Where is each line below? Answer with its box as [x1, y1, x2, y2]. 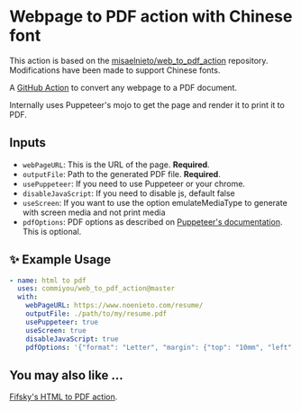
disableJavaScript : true [25, 335, 119, 344]
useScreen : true [25, 326, 87, 335]
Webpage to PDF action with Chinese [9, 6, 293, 27]
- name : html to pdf [9, 276, 87, 285]
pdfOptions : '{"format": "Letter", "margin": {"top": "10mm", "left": [25, 343, 296, 352]
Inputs [9, 135, 47, 150]
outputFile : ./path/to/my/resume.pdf [25, 309, 168, 318]
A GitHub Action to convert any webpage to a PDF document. [9, 82, 237, 93]
